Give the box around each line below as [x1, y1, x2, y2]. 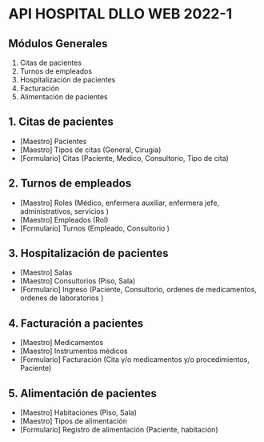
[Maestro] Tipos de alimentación [19, 416, 128, 426]
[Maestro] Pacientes [19, 136, 87, 146]
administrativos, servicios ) [19, 206, 110, 216]
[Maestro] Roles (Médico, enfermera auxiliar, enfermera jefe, [19, 198, 220, 207]
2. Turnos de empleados [8, 177, 132, 191]
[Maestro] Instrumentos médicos [19, 346, 128, 356]
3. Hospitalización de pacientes [8, 247, 170, 260]
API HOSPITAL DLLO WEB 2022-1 [8, 5, 233, 23]
